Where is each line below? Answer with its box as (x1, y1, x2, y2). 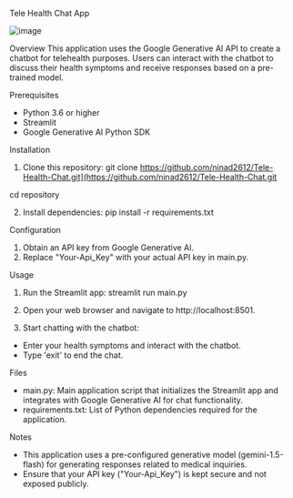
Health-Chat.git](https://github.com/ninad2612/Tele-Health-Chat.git (22, 172, 278, 182)
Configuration (9, 225, 62, 235)
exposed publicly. (22, 478, 89, 489)
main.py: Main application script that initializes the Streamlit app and (22, 385, 279, 395)
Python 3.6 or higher (22, 107, 100, 117)
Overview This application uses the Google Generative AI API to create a (9, 43, 281, 54)
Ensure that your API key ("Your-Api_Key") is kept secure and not (22, 469, 267, 479)
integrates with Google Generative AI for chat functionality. (22, 395, 244, 405)
